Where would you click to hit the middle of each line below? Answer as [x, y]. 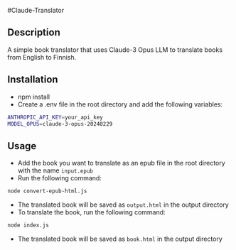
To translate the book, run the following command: [91, 212]
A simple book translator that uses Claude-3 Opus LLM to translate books [115, 50]
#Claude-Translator [36, 10]
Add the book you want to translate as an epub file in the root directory [121, 163]
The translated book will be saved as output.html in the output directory [123, 205]
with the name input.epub [55, 170]
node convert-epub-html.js [47, 191]
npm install [34, 97]
